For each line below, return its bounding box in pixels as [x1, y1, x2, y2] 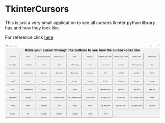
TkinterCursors [5, 3, 69, 15]
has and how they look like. [5, 25, 60, 30]
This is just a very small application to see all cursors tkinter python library [5, 20, 156, 25]
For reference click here [5, 34, 54, 40]
